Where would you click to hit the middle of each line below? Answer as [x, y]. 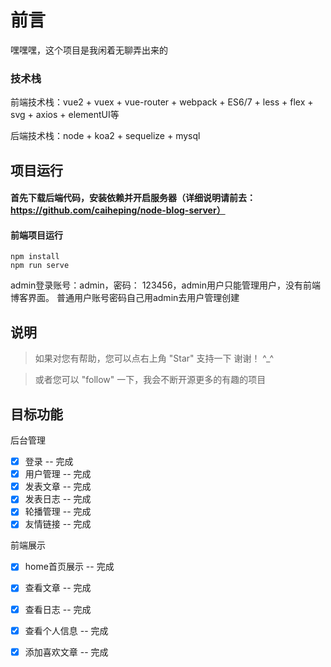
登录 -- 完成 [49, 462]
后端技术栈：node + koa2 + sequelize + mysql [105, 136]
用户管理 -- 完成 [58, 474]
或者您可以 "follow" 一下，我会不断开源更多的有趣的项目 [150, 380]
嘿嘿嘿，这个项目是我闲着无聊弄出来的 [89, 50]
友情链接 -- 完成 [58, 524]
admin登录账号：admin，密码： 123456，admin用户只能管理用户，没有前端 [165, 285]
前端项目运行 [36, 235]
